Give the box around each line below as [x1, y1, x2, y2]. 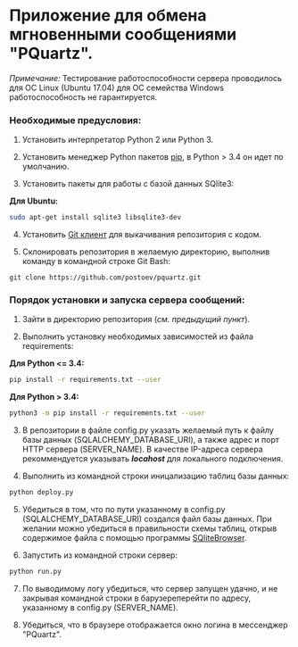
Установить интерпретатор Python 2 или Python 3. [21, 135, 214, 145]
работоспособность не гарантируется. [9, 91, 158, 103]
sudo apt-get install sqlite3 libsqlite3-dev [9, 213, 181, 222]
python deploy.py [9, 488, 74, 497]
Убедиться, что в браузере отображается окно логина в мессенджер [21, 619, 288, 630]
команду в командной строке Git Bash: [21, 256, 171, 267]
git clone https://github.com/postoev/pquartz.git [9, 273, 202, 282]
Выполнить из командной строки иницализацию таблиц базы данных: [21, 470, 290, 482]
